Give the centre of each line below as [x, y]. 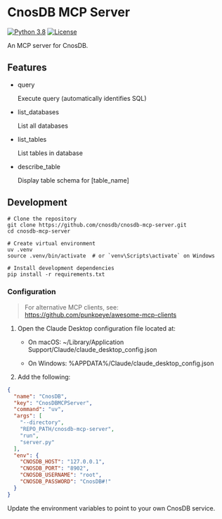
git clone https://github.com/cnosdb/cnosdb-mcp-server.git [97, 225]
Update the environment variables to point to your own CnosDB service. [111, 508]
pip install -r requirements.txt [56, 274]
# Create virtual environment [52, 243]
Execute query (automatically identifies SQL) [82, 98]
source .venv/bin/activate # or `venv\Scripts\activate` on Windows [111, 256]
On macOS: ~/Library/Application [76, 342]
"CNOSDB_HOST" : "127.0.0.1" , [63, 462]
